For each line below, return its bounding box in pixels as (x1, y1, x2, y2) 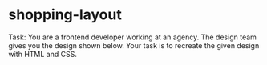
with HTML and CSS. (8, 49, 78, 59)
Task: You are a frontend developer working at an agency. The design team (8, 32, 257, 42)
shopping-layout (8, 6, 122, 24)
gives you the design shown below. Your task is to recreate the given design (8, 40, 260, 50)
